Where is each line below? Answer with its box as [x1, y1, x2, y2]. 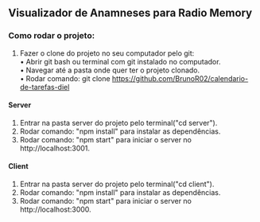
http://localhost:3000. [19, 204, 91, 214]
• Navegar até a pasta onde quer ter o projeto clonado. [19, 65, 200, 75]
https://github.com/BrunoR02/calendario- [111, 73, 249, 83]
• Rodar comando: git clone [19, 73, 111, 83]
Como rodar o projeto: [8, 30, 95, 41]
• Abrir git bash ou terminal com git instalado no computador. [19, 56, 221, 66]
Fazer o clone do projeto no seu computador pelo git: [19, 48, 195, 58]
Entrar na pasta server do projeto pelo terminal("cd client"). [19, 179, 215, 189]
